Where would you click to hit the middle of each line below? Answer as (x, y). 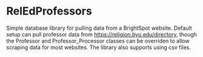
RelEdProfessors (49, 11)
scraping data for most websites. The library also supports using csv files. (99, 47)
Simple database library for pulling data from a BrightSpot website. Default (99, 28)
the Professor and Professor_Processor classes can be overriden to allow (98, 41)
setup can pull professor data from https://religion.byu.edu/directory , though (102, 34)
